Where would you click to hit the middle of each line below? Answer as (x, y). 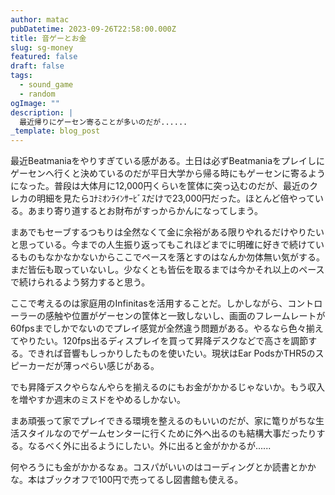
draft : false (37, 66)
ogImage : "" (35, 103)
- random (37, 94)
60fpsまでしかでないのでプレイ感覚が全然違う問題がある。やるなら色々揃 (162, 328)
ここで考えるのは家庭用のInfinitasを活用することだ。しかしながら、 (149, 303)
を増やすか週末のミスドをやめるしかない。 (98, 400)
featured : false (44, 57)
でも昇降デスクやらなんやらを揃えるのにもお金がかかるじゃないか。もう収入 (167, 387)
